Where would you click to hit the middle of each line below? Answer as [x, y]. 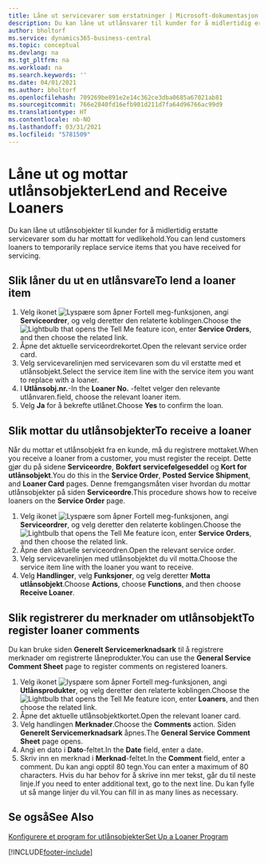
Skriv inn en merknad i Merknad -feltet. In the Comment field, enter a [132, 758]
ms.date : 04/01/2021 [43, 82]
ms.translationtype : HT [48, 113]
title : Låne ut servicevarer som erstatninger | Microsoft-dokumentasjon [134, 16]
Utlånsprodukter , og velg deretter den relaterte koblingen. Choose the [134, 690]
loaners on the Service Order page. [67, 501]
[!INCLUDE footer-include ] [51, 852]
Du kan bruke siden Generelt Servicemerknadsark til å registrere [116, 649]
